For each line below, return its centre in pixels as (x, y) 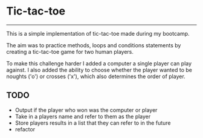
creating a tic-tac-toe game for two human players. (70, 51)
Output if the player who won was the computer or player (86, 110)
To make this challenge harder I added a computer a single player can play (99, 63)
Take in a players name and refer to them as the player (83, 116)
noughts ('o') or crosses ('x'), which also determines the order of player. (96, 76)
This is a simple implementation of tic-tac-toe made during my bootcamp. (98, 33)
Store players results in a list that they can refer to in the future (93, 123)
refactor (25, 129)
